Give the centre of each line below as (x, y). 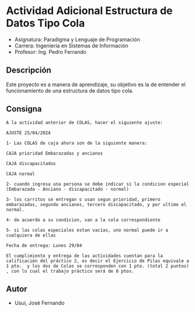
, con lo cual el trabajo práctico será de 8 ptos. (70, 271)
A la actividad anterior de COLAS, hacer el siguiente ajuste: (85, 122)
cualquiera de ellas (31, 235)
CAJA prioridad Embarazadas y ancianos (55, 153)
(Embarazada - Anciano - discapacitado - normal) (68, 189)
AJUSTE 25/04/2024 (28, 133)
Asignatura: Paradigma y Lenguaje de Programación (77, 39)
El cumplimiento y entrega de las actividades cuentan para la (85, 256)
